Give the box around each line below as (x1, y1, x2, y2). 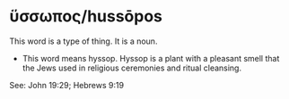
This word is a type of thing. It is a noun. (9, 36, 158, 46)
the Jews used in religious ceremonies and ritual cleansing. (22, 62, 242, 73)
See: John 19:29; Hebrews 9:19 (9, 79, 124, 90)
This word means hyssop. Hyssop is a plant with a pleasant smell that (22, 53, 280, 63)
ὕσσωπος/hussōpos (9, 6, 163, 27)
